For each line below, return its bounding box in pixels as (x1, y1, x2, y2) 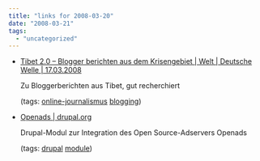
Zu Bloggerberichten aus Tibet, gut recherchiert (19, 81, 181, 91)
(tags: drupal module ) (19, 143, 93, 154)
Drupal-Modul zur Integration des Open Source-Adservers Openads (19, 128, 247, 138)
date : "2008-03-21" (8, 19, 75, 28)
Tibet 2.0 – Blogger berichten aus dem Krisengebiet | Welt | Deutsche (19, 57, 253, 66)
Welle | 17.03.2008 (19, 66, 83, 75)
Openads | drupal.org (19, 112, 92, 122)
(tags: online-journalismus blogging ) (19, 96, 142, 106)
